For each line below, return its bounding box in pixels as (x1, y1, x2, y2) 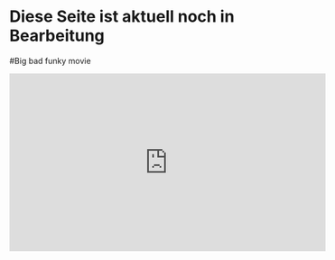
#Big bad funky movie (9, 55, 92, 66)
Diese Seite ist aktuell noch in (9, 6, 235, 27)
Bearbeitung (9, 25, 106, 46)
